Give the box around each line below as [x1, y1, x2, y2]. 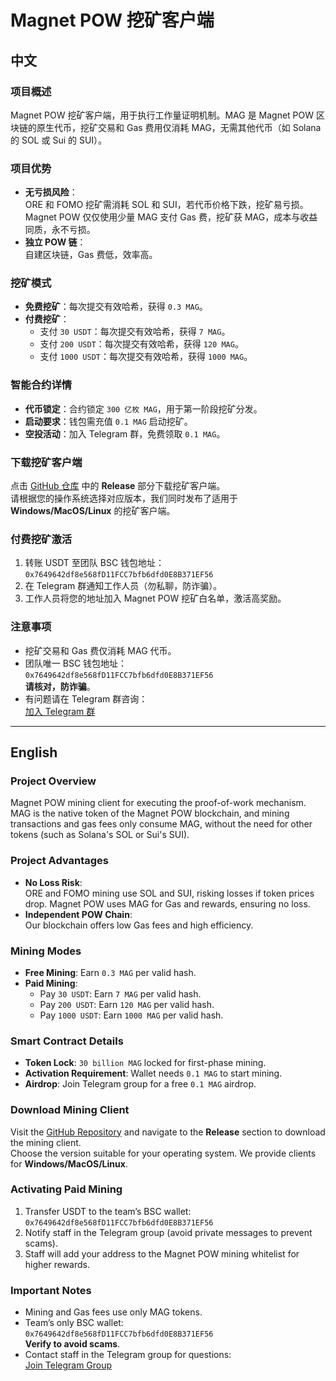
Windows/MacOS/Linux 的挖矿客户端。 [10, 505, 176, 517]
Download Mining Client [10, 1103, 130, 1117]
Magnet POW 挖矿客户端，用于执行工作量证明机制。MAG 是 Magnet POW [10, 109, 315, 121]
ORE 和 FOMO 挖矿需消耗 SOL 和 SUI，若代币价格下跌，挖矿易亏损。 [24, 199, 309, 211]
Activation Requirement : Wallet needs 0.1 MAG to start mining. [24, 1067, 283, 1080]
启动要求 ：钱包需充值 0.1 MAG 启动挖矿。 [24, 415, 193, 427]
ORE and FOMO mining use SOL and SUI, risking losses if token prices [24, 887, 315, 899]
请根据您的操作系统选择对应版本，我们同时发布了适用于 [10, 492, 238, 505]
